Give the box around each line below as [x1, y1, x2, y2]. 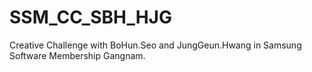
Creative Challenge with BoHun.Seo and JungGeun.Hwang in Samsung [9, 39, 302, 51]
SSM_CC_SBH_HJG [9, 6, 172, 29]
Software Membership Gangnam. [9, 49, 146, 61]
